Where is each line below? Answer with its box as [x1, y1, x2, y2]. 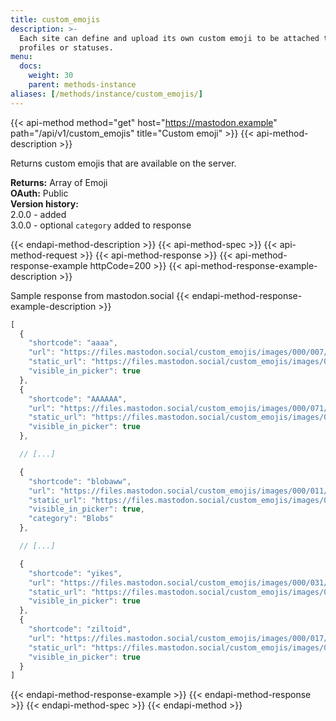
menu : [10, 52, 33, 62]
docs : [19, 61, 43, 71]
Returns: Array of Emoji [10, 176, 108, 188]
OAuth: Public [10, 187, 69, 199]
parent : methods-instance [28, 80, 137, 90]
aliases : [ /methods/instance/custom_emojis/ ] [10, 89, 203, 99]
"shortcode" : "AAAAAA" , [28, 394, 128, 404]
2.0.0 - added [10, 208, 67, 220]
